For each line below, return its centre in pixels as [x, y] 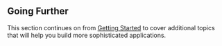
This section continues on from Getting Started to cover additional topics [111, 27]
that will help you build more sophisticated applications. [87, 35]
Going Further [38, 11]
